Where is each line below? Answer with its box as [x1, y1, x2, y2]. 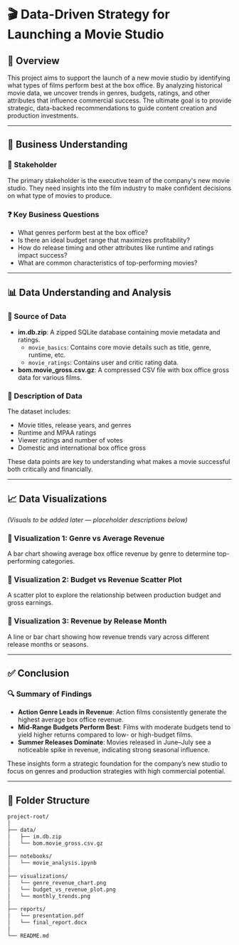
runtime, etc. [28, 350, 66, 359]
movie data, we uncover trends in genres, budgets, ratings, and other [7, 89, 211, 97]
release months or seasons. [7, 640, 89, 648]
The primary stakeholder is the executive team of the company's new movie [7, 176, 230, 184]
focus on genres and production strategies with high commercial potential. [7, 767, 226, 776]
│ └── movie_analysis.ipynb [7, 860, 97, 867]
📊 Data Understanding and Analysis [7, 287, 172, 299]
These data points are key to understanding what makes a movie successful [7, 457, 230, 465]
